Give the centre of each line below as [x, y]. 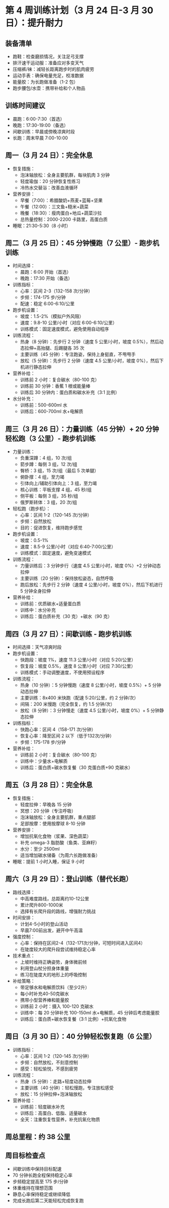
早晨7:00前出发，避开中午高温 [51, 930]
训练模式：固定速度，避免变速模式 [56, 553]
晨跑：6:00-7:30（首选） [38, 119]
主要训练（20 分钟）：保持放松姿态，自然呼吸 [67, 578]
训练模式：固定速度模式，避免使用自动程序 [65, 329]
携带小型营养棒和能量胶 [45, 1000]
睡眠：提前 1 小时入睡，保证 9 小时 [48, 861]
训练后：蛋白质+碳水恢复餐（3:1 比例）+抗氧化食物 [73, 1019]
